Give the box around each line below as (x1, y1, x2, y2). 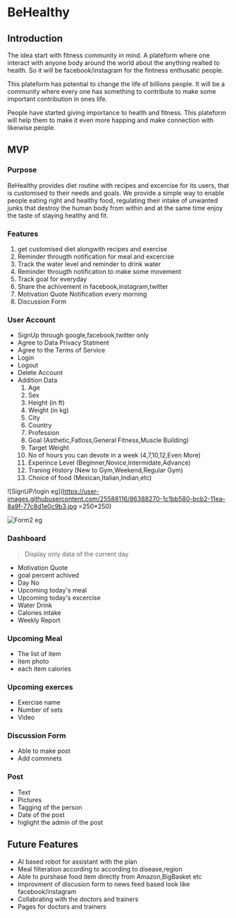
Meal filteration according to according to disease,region (17, 864, 182, 873)
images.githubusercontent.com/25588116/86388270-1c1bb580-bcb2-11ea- (7, 495, 225, 503)
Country (27, 421, 52, 429)
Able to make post (17, 746, 70, 756)
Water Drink (17, 601, 53, 609)
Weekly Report (17, 616, 61, 624)
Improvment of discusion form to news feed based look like (17, 880, 190, 888)
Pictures (17, 795, 42, 804)
